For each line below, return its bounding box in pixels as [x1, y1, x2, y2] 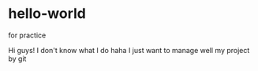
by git [8, 54, 27, 63]
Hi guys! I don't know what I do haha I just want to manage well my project [8, 45, 250, 55]
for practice [8, 30, 47, 40]
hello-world [8, 5, 87, 23]
